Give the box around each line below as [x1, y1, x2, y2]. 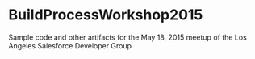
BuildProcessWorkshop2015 [8, 6, 203, 24]
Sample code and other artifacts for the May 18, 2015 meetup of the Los [8, 32, 248, 42]
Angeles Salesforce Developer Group [8, 40, 132, 50]
